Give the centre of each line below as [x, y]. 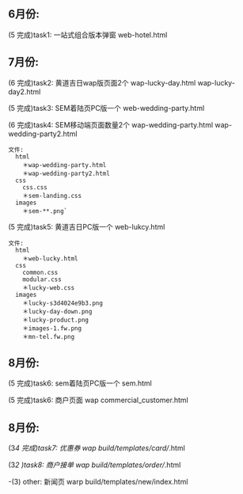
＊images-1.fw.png [52, 328]
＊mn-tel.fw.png [49, 336]
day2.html [25, 91]
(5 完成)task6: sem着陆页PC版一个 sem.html [80, 383]
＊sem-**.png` [45, 211]
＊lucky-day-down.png [57, 311]
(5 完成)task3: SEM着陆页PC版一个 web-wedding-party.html [106, 108]
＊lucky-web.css [49, 287]
